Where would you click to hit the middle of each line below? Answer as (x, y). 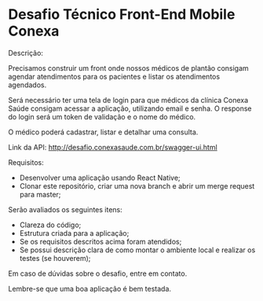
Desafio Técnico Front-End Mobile (122, 15)
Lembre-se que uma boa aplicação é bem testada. (89, 288)
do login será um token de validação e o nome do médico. (102, 116)
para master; (40, 194)
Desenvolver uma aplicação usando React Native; (100, 178)
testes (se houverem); (55, 258)
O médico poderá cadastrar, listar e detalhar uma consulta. (103, 132)
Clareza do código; (50, 225)
